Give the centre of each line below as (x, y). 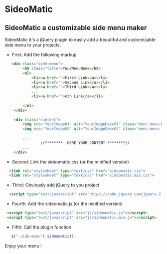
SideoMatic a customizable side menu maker (76, 28)
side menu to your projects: (33, 45)
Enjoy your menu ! (23, 245)
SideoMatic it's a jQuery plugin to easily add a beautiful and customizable (80, 39)
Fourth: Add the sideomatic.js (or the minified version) (67, 204)
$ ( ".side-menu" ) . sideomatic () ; (44, 236)
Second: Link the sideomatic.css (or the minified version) (70, 161)
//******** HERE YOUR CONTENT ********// (85, 143)
